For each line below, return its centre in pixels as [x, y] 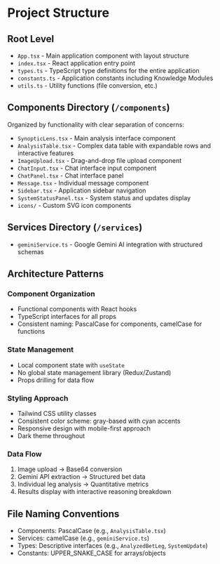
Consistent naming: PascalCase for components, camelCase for [110, 324]
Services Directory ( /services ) [75, 227]
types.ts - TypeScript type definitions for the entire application [108, 71]
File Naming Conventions [63, 514]
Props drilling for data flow [56, 380]
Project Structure [59, 13]
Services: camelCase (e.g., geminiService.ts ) [83, 538]
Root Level [31, 39]
